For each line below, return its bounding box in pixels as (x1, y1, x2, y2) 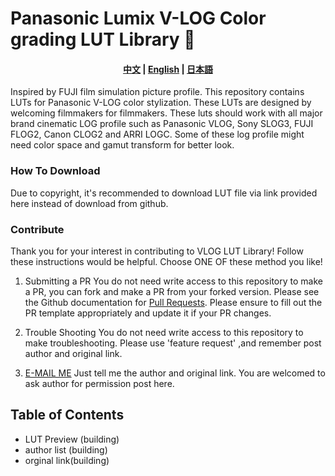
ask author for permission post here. (24, 377, 175, 389)
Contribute (10, 222, 65, 236)
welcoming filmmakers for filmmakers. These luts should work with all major (10, 107, 323, 119)
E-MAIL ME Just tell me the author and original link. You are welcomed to (24, 367, 326, 379)
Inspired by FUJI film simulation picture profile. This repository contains (10, 86, 305, 98)
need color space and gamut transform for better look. (10, 139, 235, 151)
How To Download (10, 164, 101, 178)
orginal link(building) (24, 454, 110, 466)
